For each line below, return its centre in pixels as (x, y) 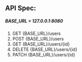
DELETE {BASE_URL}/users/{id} (45, 49)
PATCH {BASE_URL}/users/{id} (44, 55)
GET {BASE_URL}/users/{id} (41, 44)
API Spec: (21, 8)
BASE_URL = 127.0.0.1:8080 (34, 21)
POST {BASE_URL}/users (38, 39)
